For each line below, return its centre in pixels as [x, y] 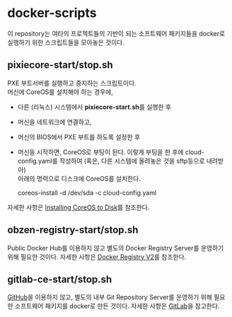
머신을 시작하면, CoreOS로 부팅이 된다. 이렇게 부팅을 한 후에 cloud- [111, 152]
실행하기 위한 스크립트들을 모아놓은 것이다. [66, 42]
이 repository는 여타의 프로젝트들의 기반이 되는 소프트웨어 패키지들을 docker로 [116, 33]
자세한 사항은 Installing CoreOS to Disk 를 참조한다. [79, 207]
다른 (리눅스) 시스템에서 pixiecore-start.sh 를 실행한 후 [94, 107]
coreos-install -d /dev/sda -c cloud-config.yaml [87, 192]
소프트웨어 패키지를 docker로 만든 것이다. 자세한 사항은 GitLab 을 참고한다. [117, 306]
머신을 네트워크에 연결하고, [54, 122]
